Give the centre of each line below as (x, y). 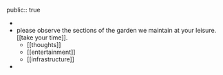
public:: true (23, 10)
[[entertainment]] (51, 52)
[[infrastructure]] (51, 59)
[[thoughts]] (44, 45)
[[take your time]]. (42, 37)
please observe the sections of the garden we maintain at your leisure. (116, 30)
